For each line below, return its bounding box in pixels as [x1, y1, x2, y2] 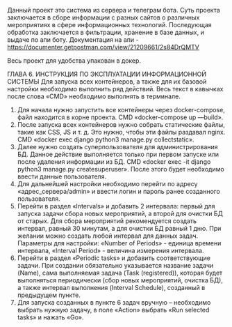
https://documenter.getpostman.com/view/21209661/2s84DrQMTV [7, 43, 200, 51]
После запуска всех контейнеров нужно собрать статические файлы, [17, 121, 226, 128]
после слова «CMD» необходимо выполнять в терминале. [7, 92, 181, 100]
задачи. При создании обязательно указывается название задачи [17, 261, 214, 269]
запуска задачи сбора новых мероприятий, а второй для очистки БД [17, 209, 224, 218]
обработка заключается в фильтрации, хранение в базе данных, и [7, 28, 205, 36]
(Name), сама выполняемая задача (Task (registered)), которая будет [17, 268, 223, 277]
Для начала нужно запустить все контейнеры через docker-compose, [17, 106, 226, 114]
